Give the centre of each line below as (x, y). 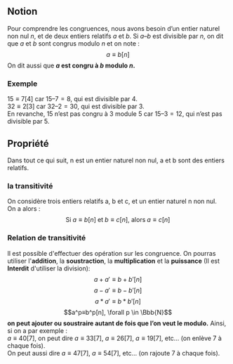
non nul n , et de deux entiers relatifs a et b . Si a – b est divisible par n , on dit (115, 36)
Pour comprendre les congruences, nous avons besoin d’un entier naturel (113, 28)
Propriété (28, 143)
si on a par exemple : (38, 330)
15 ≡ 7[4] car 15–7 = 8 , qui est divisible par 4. (73, 99)
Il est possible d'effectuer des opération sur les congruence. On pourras (112, 253)
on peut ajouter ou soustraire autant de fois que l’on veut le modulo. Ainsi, (117, 323)
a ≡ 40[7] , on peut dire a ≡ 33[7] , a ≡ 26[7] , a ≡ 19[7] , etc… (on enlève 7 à (115, 338)
